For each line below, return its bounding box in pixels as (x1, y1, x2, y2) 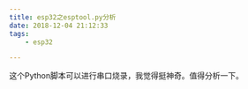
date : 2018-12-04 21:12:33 (9, 21, 109, 30)
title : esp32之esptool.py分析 (9, 12, 116, 22)
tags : (9, 29, 29, 38)
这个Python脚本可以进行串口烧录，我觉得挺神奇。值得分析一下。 (9, 70, 244, 81)
